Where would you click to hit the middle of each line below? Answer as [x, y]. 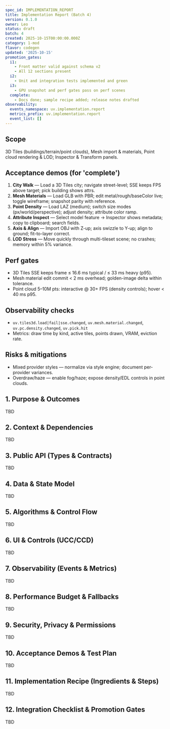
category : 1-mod [22, 43]
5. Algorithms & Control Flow [51, 512]
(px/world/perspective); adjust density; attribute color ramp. [75, 212]
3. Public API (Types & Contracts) [59, 455]
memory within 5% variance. [42, 245]
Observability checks [40, 310]
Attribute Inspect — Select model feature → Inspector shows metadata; [88, 218]
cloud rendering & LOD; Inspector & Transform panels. [62, 157]
